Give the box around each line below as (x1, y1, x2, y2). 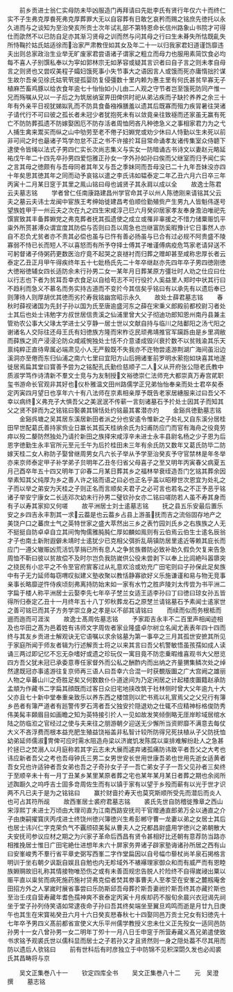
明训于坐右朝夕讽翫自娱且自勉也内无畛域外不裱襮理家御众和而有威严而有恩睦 (7, 858, 226, 866)
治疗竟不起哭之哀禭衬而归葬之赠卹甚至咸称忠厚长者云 (74, 250, 226, 257)
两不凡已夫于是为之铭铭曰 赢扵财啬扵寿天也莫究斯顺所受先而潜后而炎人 (7, 789, 222, 797)
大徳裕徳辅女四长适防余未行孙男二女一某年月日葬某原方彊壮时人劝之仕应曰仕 (7, 267, 226, 275)
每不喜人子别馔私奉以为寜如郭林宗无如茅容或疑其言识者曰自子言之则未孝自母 (7, 58, 226, 66)
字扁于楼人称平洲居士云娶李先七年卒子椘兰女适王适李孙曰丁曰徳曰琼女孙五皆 (7, 589, 226, 597)
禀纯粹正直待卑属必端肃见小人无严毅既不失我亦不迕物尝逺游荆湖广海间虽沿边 (7, 345, 226, 353)
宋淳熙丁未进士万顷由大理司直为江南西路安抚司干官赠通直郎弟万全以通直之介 (7, 806, 226, 814)
